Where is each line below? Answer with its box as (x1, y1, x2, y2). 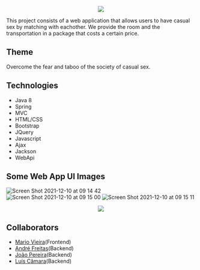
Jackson (14, 147, 37, 155)
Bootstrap (14, 122, 40, 129)
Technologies (6, 81, 59, 91)
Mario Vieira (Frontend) (14, 238, 71, 246)
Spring (14, 103, 32, 110)
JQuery (14, 128, 34, 135)
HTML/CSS (14, 115, 43, 123)
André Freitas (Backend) (14, 245, 74, 252)
